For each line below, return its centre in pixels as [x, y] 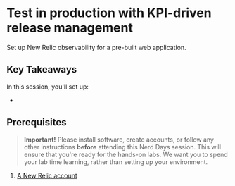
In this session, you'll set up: [48, 87]
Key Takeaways [42, 69]
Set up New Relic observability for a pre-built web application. [97, 47]
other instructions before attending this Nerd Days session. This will [122, 147]
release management [70, 28]
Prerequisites [37, 122]
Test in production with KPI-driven [109, 13]
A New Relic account [47, 175]
